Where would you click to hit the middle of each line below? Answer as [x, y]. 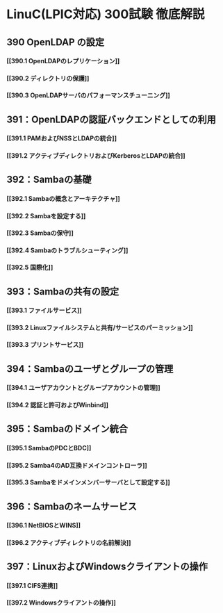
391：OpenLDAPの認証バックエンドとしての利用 [111, 119]
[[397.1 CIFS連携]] [32, 585]
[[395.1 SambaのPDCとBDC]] [49, 448]
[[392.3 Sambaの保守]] [40, 233]
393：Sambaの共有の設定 [63, 292]
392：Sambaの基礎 [49, 180]
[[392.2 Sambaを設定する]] [46, 215]
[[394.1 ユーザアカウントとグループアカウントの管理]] [83, 388]
